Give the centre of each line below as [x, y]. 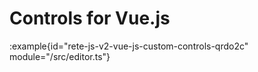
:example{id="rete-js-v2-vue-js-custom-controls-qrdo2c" [129, 46]
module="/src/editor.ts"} [60, 56]
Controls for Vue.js [90, 18]
